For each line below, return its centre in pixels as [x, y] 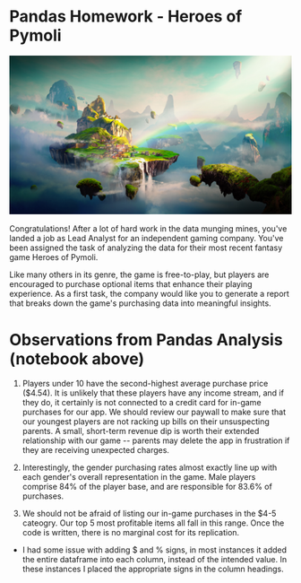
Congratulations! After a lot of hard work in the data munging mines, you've [148, 229]
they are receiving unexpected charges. [96, 450]
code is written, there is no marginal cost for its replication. [131, 533]
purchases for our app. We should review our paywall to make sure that [154, 412]
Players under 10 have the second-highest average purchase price [145, 384]
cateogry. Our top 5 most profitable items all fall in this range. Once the [153, 523]
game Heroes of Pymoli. [54, 257]
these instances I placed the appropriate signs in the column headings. [153, 569]
